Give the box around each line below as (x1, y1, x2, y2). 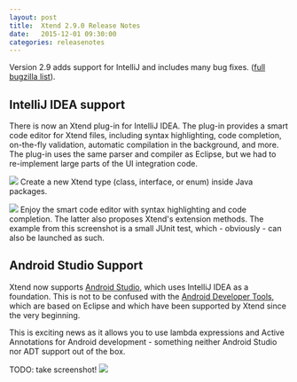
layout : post (9, 12, 58, 22)
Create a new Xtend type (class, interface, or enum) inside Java (20, 176, 254, 187)
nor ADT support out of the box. (9, 346, 126, 356)
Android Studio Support (9, 258, 144, 273)
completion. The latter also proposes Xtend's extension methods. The (9, 214, 264, 224)
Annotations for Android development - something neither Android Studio (9, 336, 277, 347)
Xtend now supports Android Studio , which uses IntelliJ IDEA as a (9, 281, 249, 292)
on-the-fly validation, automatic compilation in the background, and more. (9, 139, 279, 151)
